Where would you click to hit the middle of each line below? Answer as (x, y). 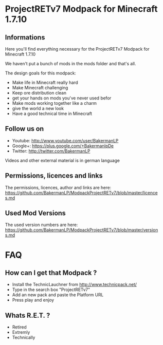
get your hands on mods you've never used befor (62, 98)
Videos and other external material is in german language (63, 160)
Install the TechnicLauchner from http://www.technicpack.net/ (74, 285)
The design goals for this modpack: (41, 73)
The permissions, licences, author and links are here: (58, 187)
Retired (19, 327)
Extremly (21, 332)
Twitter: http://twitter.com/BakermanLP (51, 151)
